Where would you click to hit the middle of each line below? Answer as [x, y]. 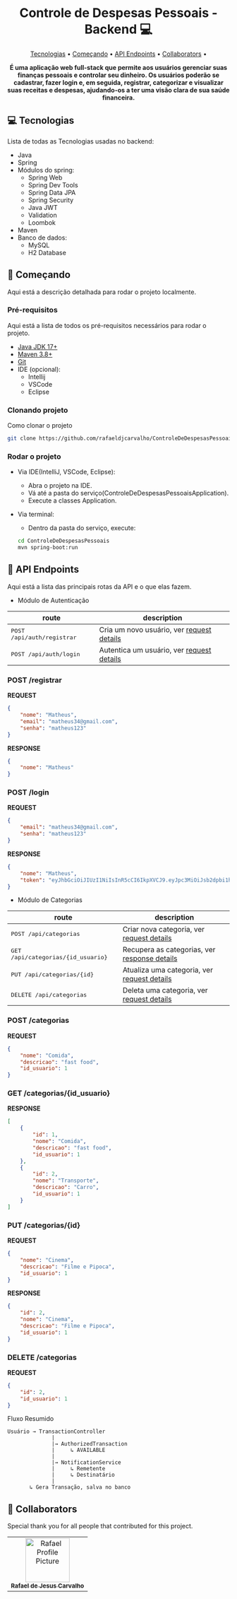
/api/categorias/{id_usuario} [59, 957]
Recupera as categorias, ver [169, 950]
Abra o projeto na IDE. [60, 486]
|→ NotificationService [86, 1463]
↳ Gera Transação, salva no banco [80, 1487]
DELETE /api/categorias [49, 995]
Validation [43, 215]
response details [150, 959]
